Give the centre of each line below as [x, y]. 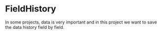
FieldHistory [31, 9]
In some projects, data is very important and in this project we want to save [81, 22]
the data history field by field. [35, 27]
